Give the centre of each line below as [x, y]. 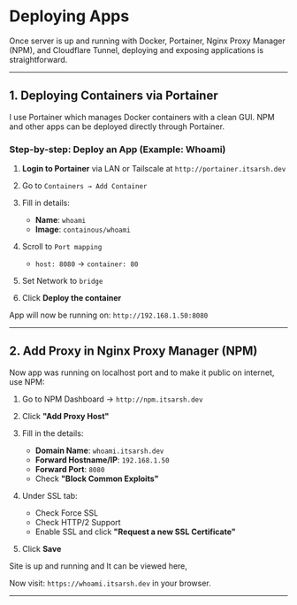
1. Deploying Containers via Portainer [114, 96]
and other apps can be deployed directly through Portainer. [117, 126]
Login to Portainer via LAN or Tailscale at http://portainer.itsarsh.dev [154, 169]
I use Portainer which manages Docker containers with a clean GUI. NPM [142, 117]
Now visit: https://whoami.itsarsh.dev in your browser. [110, 583]
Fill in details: [46, 203]
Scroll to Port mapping [62, 247]
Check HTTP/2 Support [78, 522]
